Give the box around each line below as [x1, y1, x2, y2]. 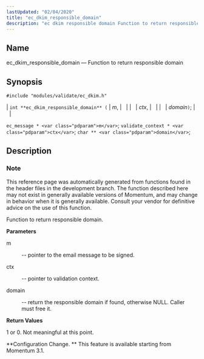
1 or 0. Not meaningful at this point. [6, 329, 94, 336]
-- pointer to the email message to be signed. [21, 251, 135, 258]
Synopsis [6, 77, 42, 87]
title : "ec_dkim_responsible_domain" [6, 15, 102, 21]
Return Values [6, 316, 43, 324]
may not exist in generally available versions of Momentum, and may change [6, 191, 198, 198]
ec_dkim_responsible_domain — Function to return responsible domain [6, 59, 183, 66]
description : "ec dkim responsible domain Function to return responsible [6, 20, 200, 26]
